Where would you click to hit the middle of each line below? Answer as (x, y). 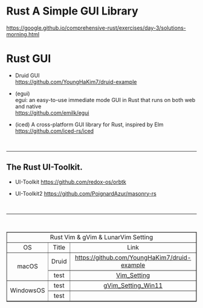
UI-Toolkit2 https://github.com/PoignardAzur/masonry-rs (86, 193)
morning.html (23, 34)
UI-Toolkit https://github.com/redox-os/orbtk (71, 182)
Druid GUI (27, 75)
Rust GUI (29, 59)
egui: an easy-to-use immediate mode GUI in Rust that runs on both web (105, 100)
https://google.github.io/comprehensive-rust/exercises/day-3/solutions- (96, 28)
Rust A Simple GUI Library (72, 11)
